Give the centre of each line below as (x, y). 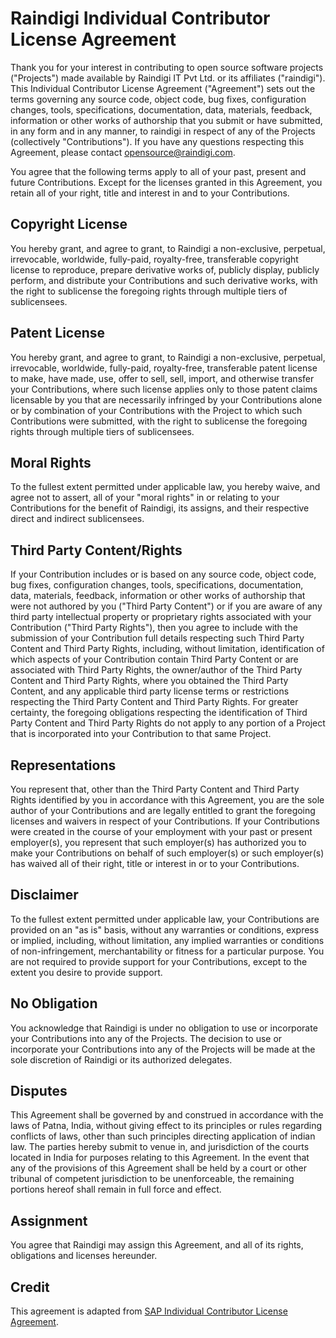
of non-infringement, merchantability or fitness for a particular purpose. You (167, 951)
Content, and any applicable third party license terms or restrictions (150, 691)
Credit (30, 1287)
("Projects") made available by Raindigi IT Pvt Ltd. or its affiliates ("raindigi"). (168, 78)
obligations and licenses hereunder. (84, 1256)
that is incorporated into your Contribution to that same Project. (141, 734)
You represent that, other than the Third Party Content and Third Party (155, 789)
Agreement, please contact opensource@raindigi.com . (123, 152)
